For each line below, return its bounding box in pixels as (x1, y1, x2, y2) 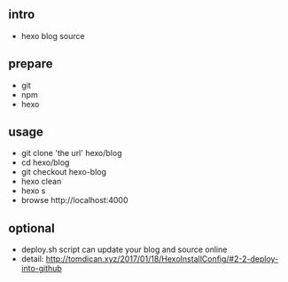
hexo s (20, 185, 46, 196)
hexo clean (20, 176, 62, 187)
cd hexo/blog (20, 157, 70, 168)
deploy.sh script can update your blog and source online (20, 244, 228, 255)
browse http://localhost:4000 (20, 195, 129, 206)
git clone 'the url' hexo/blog (20, 148, 122, 159)
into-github (20, 263, 63, 274)
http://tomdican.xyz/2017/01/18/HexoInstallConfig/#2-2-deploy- (45, 254, 279, 264)
